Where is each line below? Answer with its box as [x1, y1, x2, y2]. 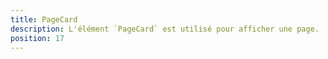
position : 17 [10, 33, 65, 43]
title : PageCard [10, 14, 78, 25]
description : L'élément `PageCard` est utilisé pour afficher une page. [10, 24, 320, 34]
